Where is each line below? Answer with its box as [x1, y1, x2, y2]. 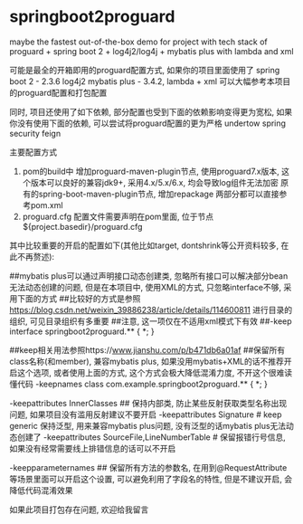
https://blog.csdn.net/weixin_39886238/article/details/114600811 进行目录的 [9, 304, 293, 315]
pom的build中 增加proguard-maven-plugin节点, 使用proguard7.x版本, [22, 166, 280, 176]
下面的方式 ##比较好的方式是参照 [16, 292, 141, 304]
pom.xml [30, 199, 63, 210]
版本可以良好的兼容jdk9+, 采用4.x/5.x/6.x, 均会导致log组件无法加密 [30, 176, 279, 187]
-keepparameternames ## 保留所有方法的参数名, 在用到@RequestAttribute [9, 462, 288, 472]
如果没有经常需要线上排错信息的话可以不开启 [9, 443, 176, 453]
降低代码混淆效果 [9, 484, 73, 495]
